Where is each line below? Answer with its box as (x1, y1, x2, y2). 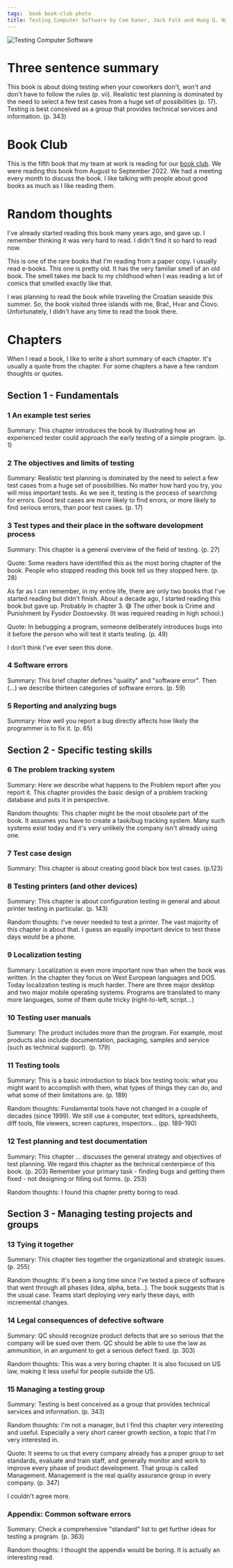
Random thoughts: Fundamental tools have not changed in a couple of (7, 1105, 208, 1113)
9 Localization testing (7, 950, 82, 960)
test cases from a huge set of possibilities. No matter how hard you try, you (7, 482, 222, 490)
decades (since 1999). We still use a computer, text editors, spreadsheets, (7, 1111, 219, 1120)
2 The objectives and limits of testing (7, 458, 135, 468)
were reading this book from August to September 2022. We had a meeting (7, 167, 223, 176)
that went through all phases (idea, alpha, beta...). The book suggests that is (7, 1284, 225, 1292)
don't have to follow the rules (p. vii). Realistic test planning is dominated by (7, 90, 223, 99)
